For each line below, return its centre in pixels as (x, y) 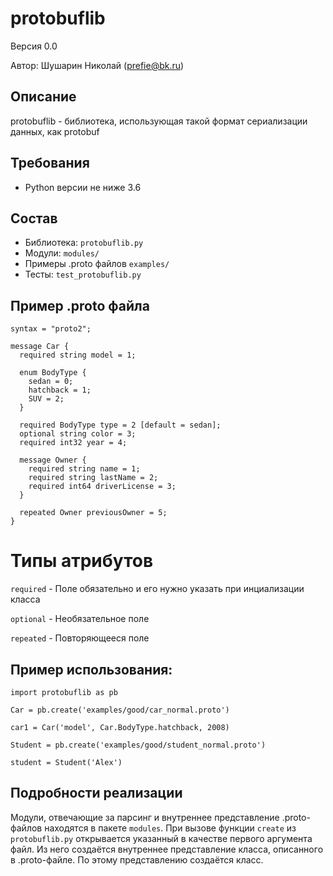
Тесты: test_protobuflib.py (83, 274)
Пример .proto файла (80, 305)
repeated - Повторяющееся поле (80, 638)
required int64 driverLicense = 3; (102, 487)
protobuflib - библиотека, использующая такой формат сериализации (159, 121)
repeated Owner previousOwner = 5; (93, 513)
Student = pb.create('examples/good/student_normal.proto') (138, 745)
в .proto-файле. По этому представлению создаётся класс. (137, 859)
